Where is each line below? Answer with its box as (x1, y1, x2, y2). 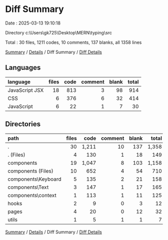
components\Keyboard (7, 176, 61, 183)
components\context (7, 192, 56, 199)
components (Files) (7, 167, 53, 174)
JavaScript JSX (7, 86, 44, 93)
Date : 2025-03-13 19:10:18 (5, 20, 61, 26)
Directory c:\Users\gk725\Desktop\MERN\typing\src (5, 29, 112, 35)
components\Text (7, 184, 49, 191)
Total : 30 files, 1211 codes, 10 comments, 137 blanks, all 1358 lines (5, 39, 142, 45)
